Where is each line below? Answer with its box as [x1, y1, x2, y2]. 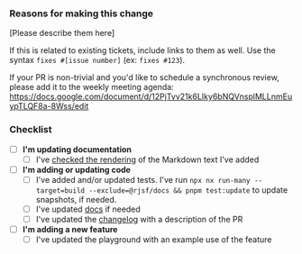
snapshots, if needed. [35, 194, 117, 204]
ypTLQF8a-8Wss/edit [9, 101, 89, 112]
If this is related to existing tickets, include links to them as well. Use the [9, 45, 277, 56]
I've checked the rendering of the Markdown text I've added [35, 154, 260, 165]
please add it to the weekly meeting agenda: [9, 82, 174, 93]
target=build [35, 186, 86, 195]
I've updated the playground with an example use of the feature [35, 234, 272, 245]
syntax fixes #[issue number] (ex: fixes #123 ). [9, 55, 186, 66]
